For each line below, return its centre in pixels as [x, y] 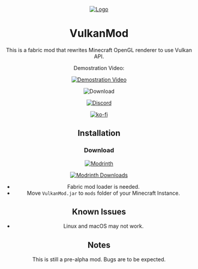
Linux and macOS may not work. [103, 226]
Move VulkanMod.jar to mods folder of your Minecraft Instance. [103, 193]
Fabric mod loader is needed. [103, 186]
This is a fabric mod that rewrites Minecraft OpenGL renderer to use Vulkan [99, 50]
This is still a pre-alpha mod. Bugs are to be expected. [99, 259]
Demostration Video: [99, 68]
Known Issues [99, 212]
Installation [99, 133]
